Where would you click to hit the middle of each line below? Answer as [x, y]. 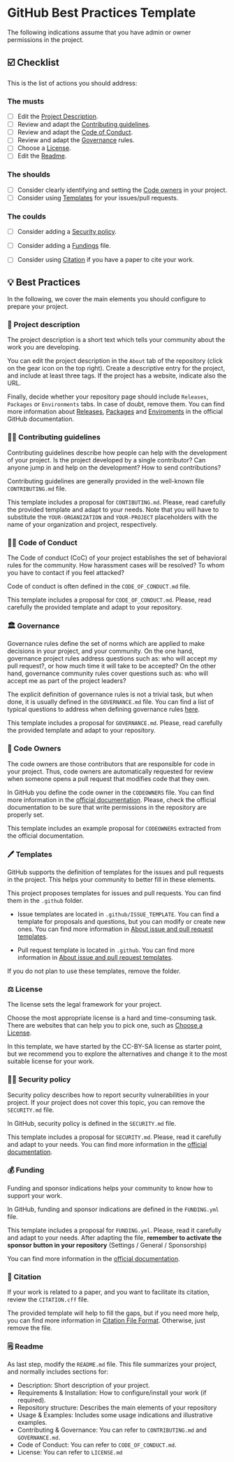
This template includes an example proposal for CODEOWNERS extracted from [114, 828]
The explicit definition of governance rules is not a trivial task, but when [110, 694]
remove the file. [30, 1328]
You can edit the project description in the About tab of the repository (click [115, 361]
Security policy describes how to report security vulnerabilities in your [108, 1095]
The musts [26, 101]
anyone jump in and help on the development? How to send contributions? [114, 467]
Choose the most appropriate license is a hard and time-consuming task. [112, 1018]
